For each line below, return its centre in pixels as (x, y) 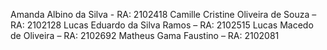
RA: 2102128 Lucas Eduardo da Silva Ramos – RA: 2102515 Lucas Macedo (162, 25)
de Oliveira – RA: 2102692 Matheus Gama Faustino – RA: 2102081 (145, 35)
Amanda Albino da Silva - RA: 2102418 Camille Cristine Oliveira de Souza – (163, 14)
